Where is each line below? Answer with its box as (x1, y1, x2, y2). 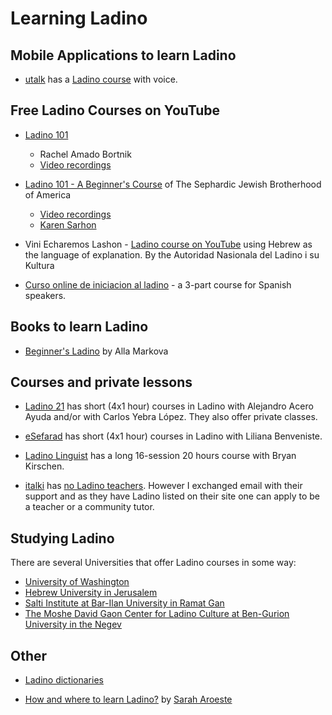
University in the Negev (24, 618, 122, 631)
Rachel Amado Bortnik (39, 148, 132, 160)
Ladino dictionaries (24, 674, 104, 686)
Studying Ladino (10, 530, 115, 547)
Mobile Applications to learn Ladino (10, 47, 237, 64)
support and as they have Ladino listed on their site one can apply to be (24, 490, 320, 502)
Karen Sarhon (39, 218, 97, 231)
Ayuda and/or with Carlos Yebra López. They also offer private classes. (24, 411, 318, 423)
